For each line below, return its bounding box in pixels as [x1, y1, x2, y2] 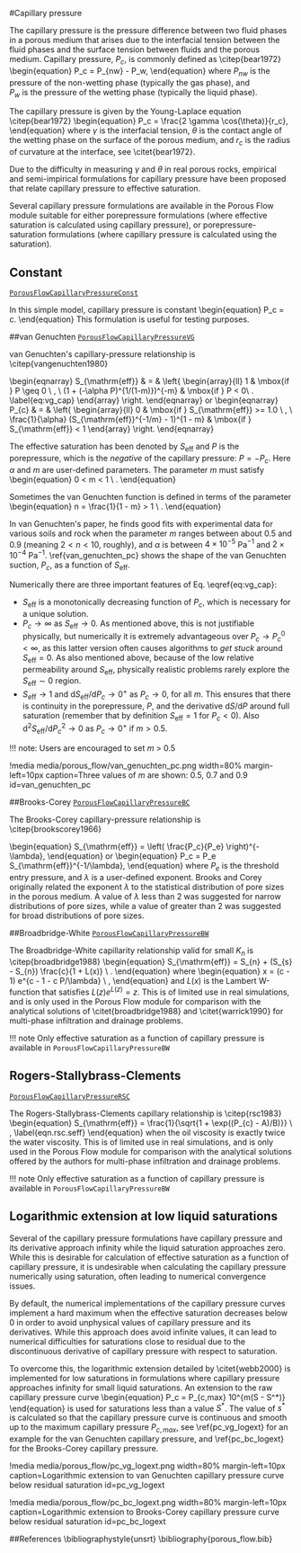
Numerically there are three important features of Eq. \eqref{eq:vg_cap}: [9, 579, 277, 590]
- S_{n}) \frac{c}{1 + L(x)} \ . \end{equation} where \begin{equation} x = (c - [9, 966, 290, 977]
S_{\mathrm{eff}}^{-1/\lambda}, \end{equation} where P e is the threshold [9, 860, 279, 873]
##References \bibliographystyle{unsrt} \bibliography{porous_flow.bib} [9, 1533, 273, 1545]
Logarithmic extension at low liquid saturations [9, 1209, 279, 1224]
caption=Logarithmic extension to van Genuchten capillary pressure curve [9, 1470, 285, 1481]
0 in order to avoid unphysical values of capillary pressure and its [9, 1316, 252, 1327]
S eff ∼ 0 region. [22, 675, 82, 689]
